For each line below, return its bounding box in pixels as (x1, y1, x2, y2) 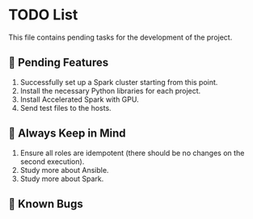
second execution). (19, 156, 85, 166)
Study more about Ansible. (19, 165, 109, 175)
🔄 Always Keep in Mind (8, 127, 126, 141)
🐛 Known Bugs (8, 196, 83, 211)
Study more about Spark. (19, 174, 104, 183)
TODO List (8, 6, 78, 24)
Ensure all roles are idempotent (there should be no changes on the (19, 148, 245, 158)
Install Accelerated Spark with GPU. (19, 95, 139, 104)
